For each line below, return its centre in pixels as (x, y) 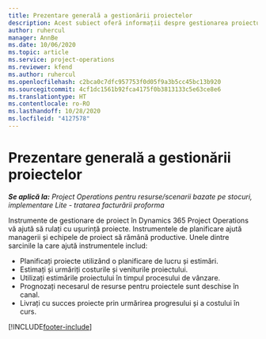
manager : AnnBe (33, 38)
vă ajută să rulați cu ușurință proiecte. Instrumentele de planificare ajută (125, 229)
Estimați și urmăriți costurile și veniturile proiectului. (104, 269)
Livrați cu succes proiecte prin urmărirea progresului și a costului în (129, 303)
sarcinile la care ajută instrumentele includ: (78, 246)
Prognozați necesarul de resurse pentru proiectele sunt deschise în (129, 286)
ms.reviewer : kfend (40, 67)
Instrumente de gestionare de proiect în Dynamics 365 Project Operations (129, 220)
